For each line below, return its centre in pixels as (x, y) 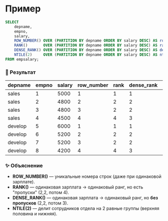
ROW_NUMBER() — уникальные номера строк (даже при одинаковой (87, 176)
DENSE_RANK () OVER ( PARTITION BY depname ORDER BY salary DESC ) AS (86, 50)
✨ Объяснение (24, 166)
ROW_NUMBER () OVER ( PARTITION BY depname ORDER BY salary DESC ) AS (86, 41)
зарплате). (23, 182)
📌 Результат (20, 72)
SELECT (12, 22)
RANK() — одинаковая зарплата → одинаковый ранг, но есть (78, 187)
